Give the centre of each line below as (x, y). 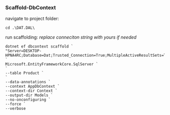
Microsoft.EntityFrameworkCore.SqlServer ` (52, 64)
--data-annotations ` (28, 82)
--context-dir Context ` (31, 91)
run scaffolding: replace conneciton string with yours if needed (71, 37)
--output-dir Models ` (29, 95)
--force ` (16, 104)
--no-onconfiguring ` (28, 100)
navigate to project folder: (32, 19)
